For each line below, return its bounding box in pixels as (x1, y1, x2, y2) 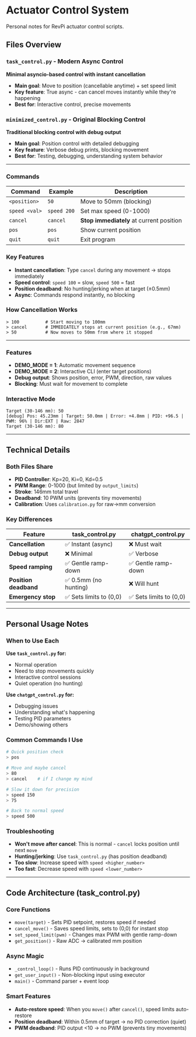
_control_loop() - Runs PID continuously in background (14, 965, 150, 972)
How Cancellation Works (6, 305, 78, 314)
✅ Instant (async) (65, 540, 113, 548)
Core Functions (6, 905, 51, 914)
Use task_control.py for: (6, 650, 66, 657)
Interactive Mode (6, 395, 55, 403)
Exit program (80, 235, 116, 243)
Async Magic (6, 952, 44, 960)
